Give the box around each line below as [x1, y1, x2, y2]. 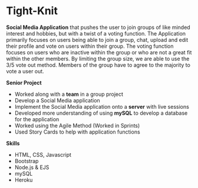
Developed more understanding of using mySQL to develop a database [14, 109, 188, 116]
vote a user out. [6, 67, 44, 74]
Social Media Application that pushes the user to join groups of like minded [6, 24, 190, 31]
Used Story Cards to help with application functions [14, 128, 140, 135]
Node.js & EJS [14, 164, 49, 171]
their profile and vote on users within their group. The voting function [6, 43, 174, 50]
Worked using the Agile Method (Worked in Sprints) [14, 122, 140, 129]
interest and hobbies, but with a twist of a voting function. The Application [6, 30, 186, 37]
